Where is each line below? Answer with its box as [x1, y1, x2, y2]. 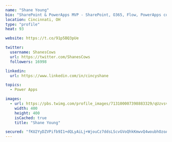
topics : [5, 82, 22, 87]
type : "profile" [5, 21, 40, 27]
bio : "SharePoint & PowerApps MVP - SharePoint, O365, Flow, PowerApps [5, 12, 161, 17]
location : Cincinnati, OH [5, 17, 60, 22]
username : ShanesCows [10, 50, 56, 55]
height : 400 [14, 110, 40, 115]
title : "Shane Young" [14, 120, 60, 125]
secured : [5, 129, 24, 134]
